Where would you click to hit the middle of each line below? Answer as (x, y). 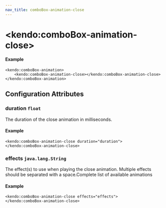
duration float (23, 108)
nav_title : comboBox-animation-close (45, 10)
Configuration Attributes (45, 94)
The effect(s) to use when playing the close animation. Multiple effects (78, 169)
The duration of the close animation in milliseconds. (59, 119)
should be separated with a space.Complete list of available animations (79, 175)
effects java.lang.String (36, 158)
